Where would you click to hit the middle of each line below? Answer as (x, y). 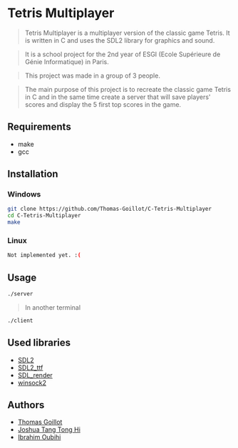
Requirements (39, 127)
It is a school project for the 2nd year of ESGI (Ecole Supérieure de (123, 54)
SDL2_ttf (30, 368)
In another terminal (52, 307)
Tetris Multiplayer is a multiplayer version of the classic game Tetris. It (127, 33)
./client (20, 321)
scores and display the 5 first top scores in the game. (103, 104)
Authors (26, 405)
